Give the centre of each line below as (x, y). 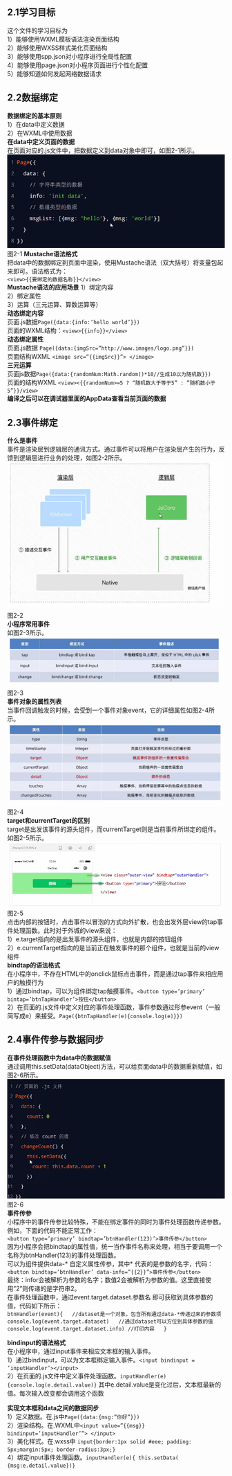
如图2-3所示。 (28, 632)
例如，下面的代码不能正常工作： (52, 1231)
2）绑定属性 (24, 296)
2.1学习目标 (31, 12)
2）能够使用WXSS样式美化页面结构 (57, 48)
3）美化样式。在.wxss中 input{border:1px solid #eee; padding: (99, 1441)
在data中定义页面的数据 (41, 141)
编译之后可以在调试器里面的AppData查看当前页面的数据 (87, 399)
